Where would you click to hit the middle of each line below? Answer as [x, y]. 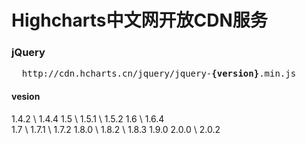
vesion [26, 97]
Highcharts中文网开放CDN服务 [139, 20]
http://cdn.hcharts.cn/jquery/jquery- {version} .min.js [159, 74]
